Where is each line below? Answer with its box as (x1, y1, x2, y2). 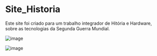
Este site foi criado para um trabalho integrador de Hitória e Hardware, (5, 20, 152, 26)
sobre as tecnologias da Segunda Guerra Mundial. (5, 25, 110, 31)
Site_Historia (5, 4, 61, 15)
